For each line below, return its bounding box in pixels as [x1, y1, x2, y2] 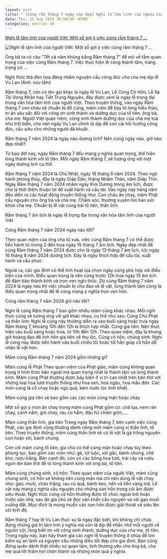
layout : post [5, 7, 32, 12]
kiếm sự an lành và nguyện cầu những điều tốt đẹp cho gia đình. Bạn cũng [5, 538, 158, 544]
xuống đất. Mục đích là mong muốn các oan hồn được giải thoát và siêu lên [5, 502, 160, 508]
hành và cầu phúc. [5, 258, 43, 264]
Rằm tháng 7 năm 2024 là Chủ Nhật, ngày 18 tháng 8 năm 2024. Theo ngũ [5, 171, 158, 177]
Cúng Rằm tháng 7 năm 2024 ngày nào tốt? [5, 227, 94, 233]
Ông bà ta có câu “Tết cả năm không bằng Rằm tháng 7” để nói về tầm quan [5, 54, 162, 60]
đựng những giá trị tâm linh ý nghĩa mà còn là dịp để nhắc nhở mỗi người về [5, 522, 160, 528]
